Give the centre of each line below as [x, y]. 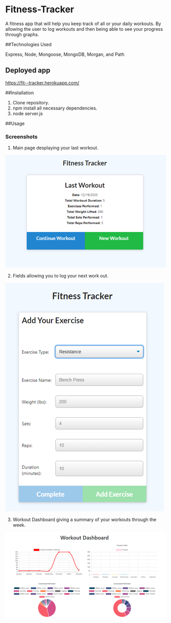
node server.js [28, 113]
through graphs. [22, 34]
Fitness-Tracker [40, 9]
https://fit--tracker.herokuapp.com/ [42, 82]
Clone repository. [31, 102]
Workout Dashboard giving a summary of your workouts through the [84, 519]
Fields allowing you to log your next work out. [60, 275]
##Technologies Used [29, 44]
